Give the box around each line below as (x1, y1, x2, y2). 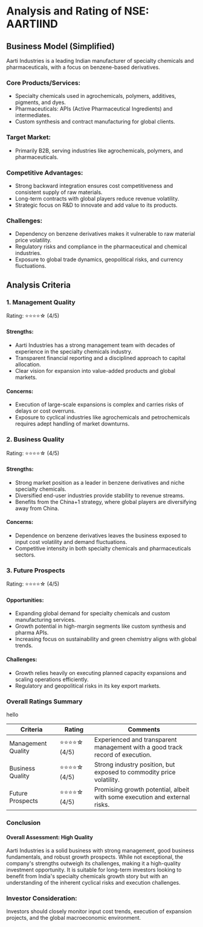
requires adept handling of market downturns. (14, 420, 130, 427)
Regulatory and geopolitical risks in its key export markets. (14, 682, 161, 690)
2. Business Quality (6, 435, 65, 444)
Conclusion (6, 818, 41, 827)
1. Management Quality (6, 298, 76, 306)
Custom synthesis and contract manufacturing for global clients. (14, 118, 175, 125)
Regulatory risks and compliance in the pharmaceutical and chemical (14, 243, 187, 250)
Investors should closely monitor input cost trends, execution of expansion (6, 908, 192, 915)
